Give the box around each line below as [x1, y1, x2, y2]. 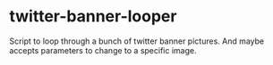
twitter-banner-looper [9, 6, 177, 27]
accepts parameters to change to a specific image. [9, 45, 197, 55]
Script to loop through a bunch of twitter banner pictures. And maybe [9, 36, 265, 46]
